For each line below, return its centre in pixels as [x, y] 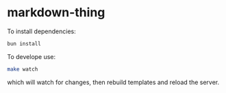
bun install [24, 43]
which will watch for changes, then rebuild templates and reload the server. [113, 82]
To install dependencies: [42, 31]
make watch [23, 69]
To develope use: [32, 56]
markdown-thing [56, 13]
